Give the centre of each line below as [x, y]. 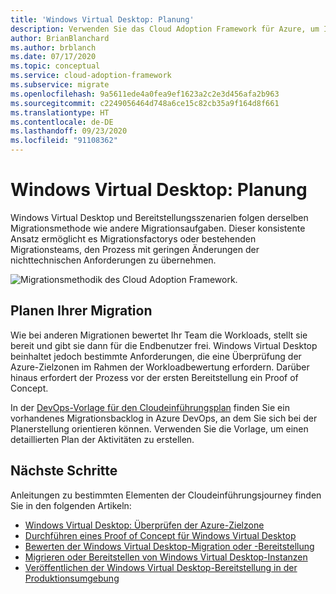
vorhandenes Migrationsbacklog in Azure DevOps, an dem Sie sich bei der [164, 418]
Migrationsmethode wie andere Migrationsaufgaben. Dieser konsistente [158, 228]
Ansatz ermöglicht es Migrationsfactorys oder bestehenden [133, 238]
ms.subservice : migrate [60, 85]
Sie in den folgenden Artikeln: [71, 505]
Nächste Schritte [64, 471]
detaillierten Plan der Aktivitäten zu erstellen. [102, 439]
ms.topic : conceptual [55, 66]
